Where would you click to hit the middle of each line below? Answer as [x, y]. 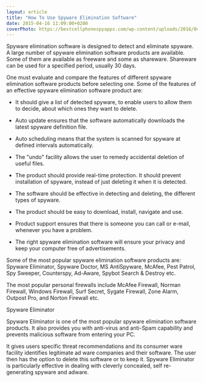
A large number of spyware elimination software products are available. [96, 53]
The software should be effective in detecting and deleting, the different [105, 194]
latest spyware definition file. [51, 127]
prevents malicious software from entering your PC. [71, 334]
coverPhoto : [21, 29]
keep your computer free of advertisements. [70, 249]
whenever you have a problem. [54, 230]
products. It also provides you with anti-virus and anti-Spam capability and [100, 328]
